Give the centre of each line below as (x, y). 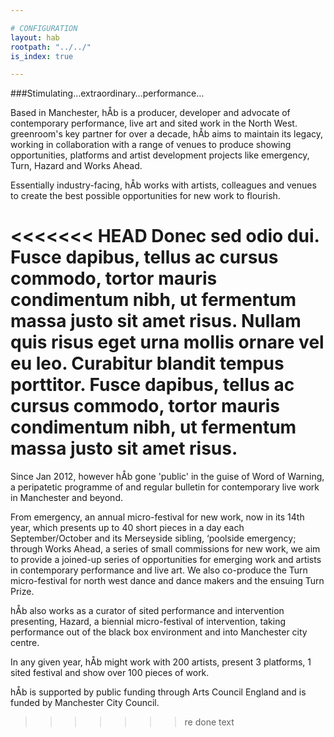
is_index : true (42, 56)
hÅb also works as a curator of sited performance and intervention (147, 611)
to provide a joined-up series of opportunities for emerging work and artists (166, 560)
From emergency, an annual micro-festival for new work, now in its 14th (157, 517)
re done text (209, 722)
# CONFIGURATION (44, 28)
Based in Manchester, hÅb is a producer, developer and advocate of (150, 113)
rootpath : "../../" (51, 47)
